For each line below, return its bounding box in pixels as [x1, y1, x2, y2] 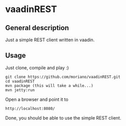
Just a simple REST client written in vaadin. [5, 37, 95, 43]
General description [5, 24, 69, 32]
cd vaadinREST [5, 79, 35, 84]
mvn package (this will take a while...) [5, 83, 94, 88]
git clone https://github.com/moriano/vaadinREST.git [5, 74, 121, 79]
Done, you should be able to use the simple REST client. [5, 114, 121, 121]
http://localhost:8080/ [5, 106, 55, 111]
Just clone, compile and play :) [5, 64, 69, 71]
